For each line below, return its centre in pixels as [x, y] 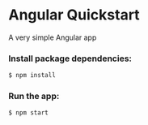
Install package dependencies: [70, 58]
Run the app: [34, 97]
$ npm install [32, 75]
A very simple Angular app [53, 37]
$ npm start [28, 113]
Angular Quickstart [74, 15]
